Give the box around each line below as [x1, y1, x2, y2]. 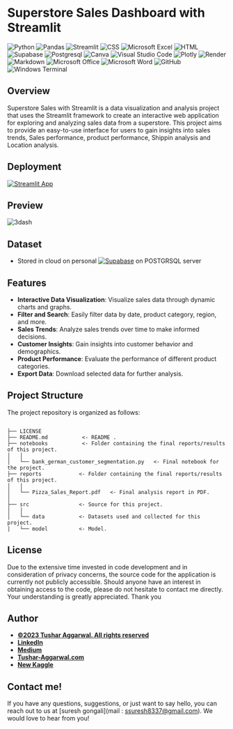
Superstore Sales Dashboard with [7, 5, 205, 21]
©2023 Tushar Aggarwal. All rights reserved [17, 631, 150, 639]
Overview [7, 85, 51, 97]
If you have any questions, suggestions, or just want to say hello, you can [7, 699, 218, 708]
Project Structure [7, 390, 83, 401]
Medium [17, 646, 42, 654]
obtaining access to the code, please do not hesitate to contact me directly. [7, 585, 224, 593]
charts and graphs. [17, 303, 72, 311]
